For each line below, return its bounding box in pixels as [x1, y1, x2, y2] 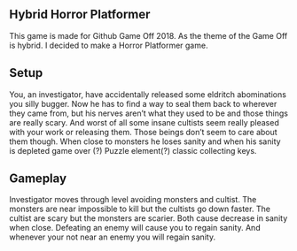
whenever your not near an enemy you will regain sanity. [9, 232, 215, 242]
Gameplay [9, 171, 67, 186]
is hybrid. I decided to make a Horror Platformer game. [9, 40, 208, 50]
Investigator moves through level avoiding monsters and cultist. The [9, 194, 257, 205]
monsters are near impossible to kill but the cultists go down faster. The [9, 203, 270, 215]
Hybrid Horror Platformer [9, 7, 151, 22]
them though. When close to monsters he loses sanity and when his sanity [9, 136, 281, 147]
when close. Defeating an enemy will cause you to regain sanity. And [9, 223, 261, 233]
